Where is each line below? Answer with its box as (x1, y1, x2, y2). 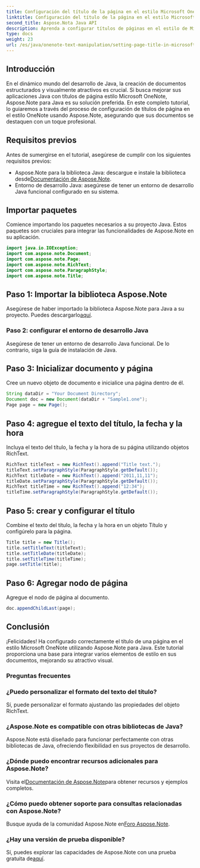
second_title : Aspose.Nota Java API (6, 20, 97, 26)
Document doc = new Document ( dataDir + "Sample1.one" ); (6, 396, 148, 402)
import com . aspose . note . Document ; (6, 251, 92, 257)
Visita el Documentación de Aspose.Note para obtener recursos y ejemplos (6, 778, 188, 785)
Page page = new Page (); (6, 402, 68, 408)
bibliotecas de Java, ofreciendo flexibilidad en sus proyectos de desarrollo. (6, 742, 190, 749)
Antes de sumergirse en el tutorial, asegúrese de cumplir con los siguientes (6, 151, 191, 158)
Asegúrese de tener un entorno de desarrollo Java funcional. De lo (6, 340, 170, 347)
